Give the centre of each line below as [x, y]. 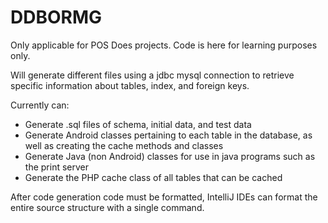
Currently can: [40, 105]
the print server [56, 167]
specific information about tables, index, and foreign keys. [130, 85]
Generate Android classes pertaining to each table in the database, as [168, 135]
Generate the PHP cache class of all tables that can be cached [153, 177]
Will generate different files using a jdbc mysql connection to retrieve [152, 75]
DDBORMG [56, 17]
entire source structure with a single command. [107, 207]
